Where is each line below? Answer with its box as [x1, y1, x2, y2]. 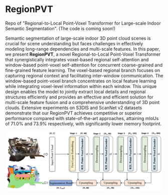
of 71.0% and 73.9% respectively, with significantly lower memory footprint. [5, 121, 162, 127]
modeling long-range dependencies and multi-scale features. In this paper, [5, 46, 160, 52]
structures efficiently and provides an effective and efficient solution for [5, 94, 153, 100]
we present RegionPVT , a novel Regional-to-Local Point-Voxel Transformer [5, 51, 161, 57]
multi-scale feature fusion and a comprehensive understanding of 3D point [5, 99, 160, 105]
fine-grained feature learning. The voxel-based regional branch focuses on [5, 67, 160, 73]
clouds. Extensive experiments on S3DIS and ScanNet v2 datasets [5, 105, 142, 111]
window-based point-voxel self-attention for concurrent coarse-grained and [5, 62, 163, 68]
